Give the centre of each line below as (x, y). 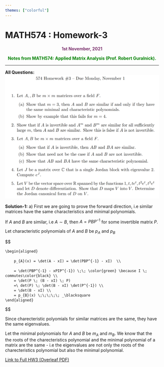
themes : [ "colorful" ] (27, 10)
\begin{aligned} (21, 252)
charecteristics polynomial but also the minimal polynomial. (65, 350)
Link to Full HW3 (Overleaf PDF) (37, 360)
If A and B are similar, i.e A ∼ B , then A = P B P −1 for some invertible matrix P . (82, 221)
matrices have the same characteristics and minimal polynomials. (71, 211)
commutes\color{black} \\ (31, 276)
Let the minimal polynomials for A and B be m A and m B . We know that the (79, 334)
